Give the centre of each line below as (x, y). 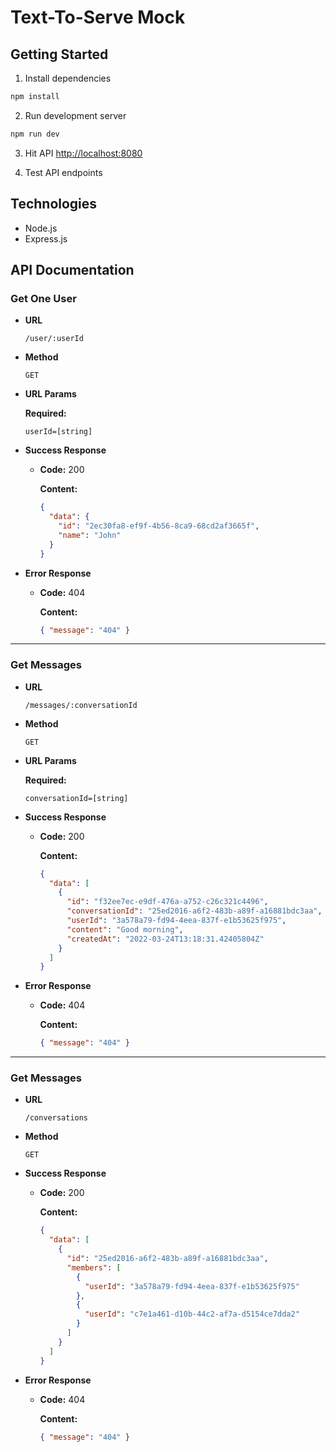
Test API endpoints (63, 172)
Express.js (46, 238)
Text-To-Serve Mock (98, 17)
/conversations (56, 1118)
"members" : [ (94, 1267)
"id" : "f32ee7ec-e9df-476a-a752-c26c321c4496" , (167, 902)
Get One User (43, 298)
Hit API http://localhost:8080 (83, 153)
